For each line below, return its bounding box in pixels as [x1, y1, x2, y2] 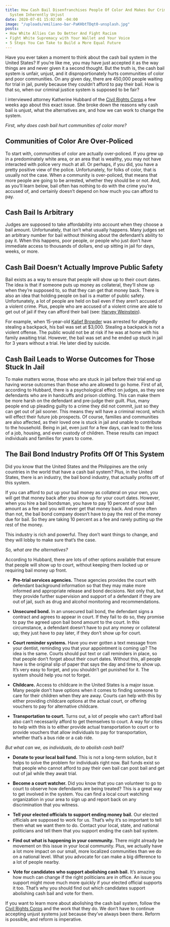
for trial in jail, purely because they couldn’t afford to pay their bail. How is [5, 81, 159, 87]
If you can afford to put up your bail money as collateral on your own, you [5, 489, 158, 495]
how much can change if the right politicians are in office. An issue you [12, 874, 161, 880]
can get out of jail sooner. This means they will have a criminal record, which [5, 409, 165, 414]
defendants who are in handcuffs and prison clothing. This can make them [5, 392, 160, 398]
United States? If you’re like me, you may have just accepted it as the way [5, 59, 159, 66]
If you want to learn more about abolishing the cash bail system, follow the [5, 900, 160, 906]
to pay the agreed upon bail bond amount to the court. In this [12, 619, 140, 625]
